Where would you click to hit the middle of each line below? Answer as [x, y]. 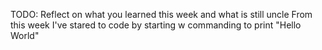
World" [25, 35]
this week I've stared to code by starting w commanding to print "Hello [156, 25]
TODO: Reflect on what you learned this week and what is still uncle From [161, 14]
